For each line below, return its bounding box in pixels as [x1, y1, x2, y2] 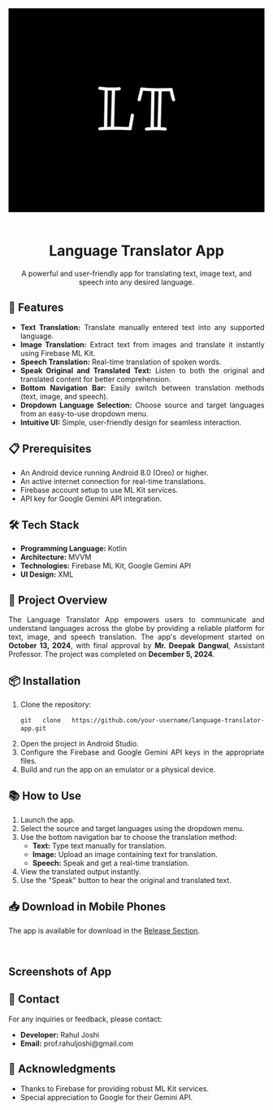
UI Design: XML [19, 569, 74, 580]
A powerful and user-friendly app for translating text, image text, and [21, 268, 252, 278]
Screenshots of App [8, 965, 112, 979]
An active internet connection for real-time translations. [19, 476, 206, 486]
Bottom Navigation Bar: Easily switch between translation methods [19, 382, 265, 393]
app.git [19, 725, 46, 733]
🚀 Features [8, 301, 64, 315]
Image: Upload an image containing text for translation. [32, 849, 218, 859]
